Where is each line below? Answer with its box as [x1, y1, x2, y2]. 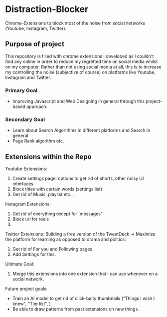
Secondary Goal [5, 116, 45, 123]
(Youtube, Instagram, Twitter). [5, 25, 67, 31]
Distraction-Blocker [5, 3, 89, 15]
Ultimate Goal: [5, 261, 34, 267]
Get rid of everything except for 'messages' [12, 211, 102, 217]
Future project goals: [5, 286, 48, 292]
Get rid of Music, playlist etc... [12, 191, 74, 197]
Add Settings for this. [12, 251, 56, 257]
